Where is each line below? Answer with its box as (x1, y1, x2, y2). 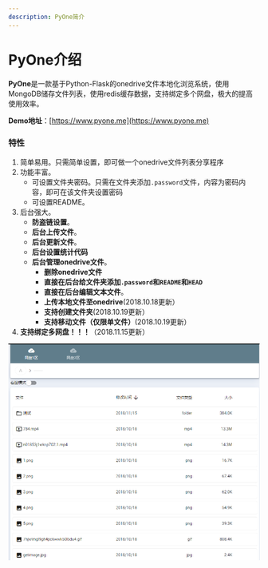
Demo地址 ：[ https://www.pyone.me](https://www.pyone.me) (8, 116, 210, 125)
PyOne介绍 (8, 50, 82, 69)
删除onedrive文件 (43, 267, 102, 276)
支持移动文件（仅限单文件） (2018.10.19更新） (43, 316, 191, 327)
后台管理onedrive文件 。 (31, 256, 112, 267)
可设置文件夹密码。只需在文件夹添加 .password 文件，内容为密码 (31, 177, 239, 187)
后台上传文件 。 (31, 227, 81, 236)
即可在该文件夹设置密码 (45, 187, 124, 197)
